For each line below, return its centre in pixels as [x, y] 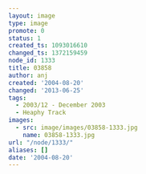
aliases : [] [28, 150]
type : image [28, 23]
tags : [17, 98]
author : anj [28, 75]
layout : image [32, 16]
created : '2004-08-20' [46, 83]
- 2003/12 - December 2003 [61, 105]
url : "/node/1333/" [41, 142]
